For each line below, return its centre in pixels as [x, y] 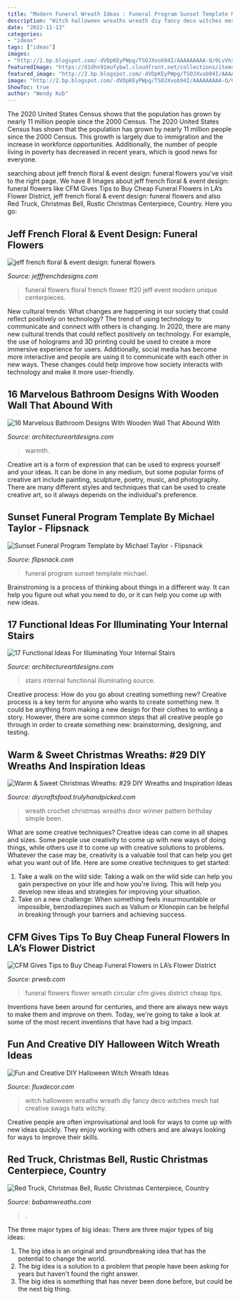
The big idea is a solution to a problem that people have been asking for [123, 1266]
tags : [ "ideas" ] [31, 47]
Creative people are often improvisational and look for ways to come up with [120, 1121]
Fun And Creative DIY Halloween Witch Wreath [114, 1045]
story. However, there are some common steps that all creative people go [115, 717]
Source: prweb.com [36, 979]
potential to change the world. [62, 1259]
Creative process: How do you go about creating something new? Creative [117, 694]
